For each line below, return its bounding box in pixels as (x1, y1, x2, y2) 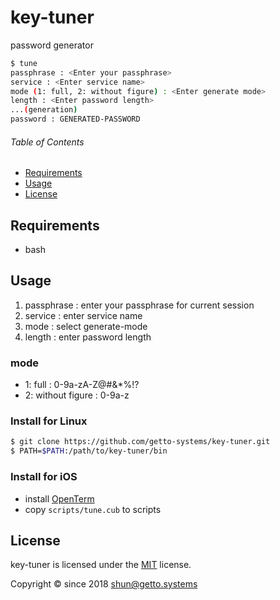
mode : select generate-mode (24, 320, 148, 332)
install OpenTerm (24, 492, 95, 505)
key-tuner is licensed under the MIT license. (10, 559, 192, 571)
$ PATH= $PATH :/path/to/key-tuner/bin (10, 446, 168, 456)
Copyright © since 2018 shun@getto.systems (10, 578, 198, 590)
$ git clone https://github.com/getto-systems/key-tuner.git (10, 437, 271, 447)
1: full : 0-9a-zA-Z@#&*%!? (24, 379, 140, 391)
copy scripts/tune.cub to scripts (24, 503, 162, 515)
